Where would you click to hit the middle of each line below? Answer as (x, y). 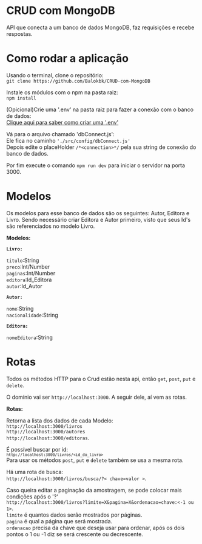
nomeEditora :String (30, 337)
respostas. (19, 33)
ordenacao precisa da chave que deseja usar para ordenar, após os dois (96, 528)
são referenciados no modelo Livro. (51, 226)
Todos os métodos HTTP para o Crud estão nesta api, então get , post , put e (101, 379)
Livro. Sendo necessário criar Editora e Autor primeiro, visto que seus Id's (99, 219)
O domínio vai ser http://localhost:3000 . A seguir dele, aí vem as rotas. (96, 397)
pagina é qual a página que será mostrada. (59, 521)
